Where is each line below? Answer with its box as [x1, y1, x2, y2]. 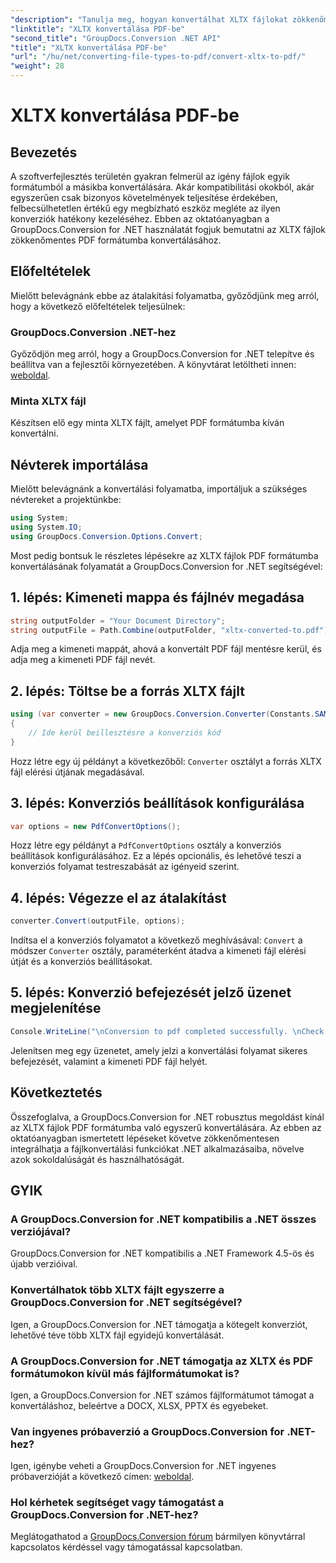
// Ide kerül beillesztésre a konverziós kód [28, 727, 222, 738]
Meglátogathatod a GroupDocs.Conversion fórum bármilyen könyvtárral [10, 1531, 306, 1543]
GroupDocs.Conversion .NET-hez [10, 325, 177, 339]
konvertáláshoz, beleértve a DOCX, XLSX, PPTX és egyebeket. [10, 1399, 269, 1411]
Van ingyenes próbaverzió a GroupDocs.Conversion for [10, 1424, 285, 1438]
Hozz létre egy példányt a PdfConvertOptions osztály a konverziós [10, 839, 282, 851]
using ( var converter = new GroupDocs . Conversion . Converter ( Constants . [10, 709, 315, 720]
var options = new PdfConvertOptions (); [10, 821, 182, 831]
